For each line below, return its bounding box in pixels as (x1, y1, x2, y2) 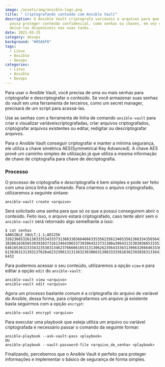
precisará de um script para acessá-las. (5, 105, 86, 111)
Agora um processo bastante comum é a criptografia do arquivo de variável (5, 291, 158, 296)
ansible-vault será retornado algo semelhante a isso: (5, 219, 114, 224)
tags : (5, 44, 16, 49)
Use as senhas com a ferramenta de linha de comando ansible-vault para (5, 114, 156, 121)
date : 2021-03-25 (5, 30, 41, 35)
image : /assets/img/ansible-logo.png (5, 7, 82, 12)
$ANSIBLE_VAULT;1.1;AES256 (5, 232, 60, 237)
